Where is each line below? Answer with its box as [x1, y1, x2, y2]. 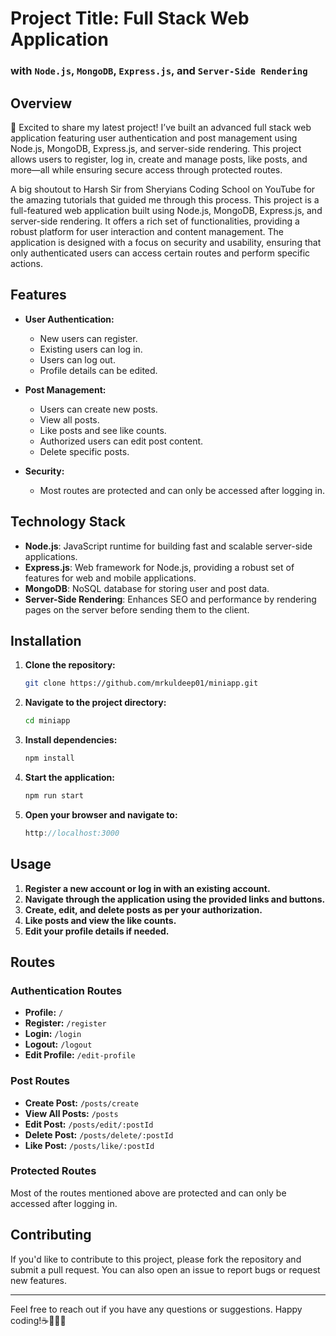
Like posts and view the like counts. [24, 914, 177, 926]
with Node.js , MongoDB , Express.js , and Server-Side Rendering [10, 64, 308, 78]
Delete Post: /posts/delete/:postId [24, 1128, 174, 1141]
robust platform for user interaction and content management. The [10, 225, 284, 237]
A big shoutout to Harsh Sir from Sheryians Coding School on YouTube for [10, 183, 316, 195]
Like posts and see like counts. [39, 424, 167, 436]
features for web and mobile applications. [24, 572, 197, 584]
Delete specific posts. [39, 445, 130, 457]
